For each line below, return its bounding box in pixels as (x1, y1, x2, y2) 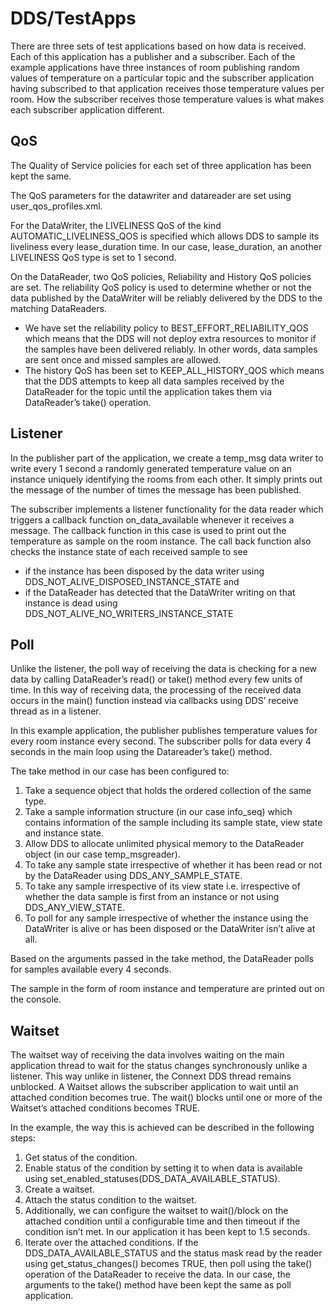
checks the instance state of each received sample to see (10, 545, 248, 557)
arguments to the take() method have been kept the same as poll (24, 1279, 292, 1291)
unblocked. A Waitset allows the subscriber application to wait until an (10, 1081, 299, 1093)
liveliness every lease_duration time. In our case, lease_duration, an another (10, 240, 323, 252)
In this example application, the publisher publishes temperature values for (10, 725, 318, 737)
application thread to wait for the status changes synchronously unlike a (10, 1060, 308, 1072)
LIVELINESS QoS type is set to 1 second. (10, 251, 177, 263)
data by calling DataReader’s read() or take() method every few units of (10, 673, 303, 686)
